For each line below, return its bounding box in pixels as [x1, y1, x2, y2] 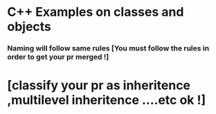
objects [7, 19, 52, 35]
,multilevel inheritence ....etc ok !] [7, 93, 206, 108]
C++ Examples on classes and [7, 4, 184, 20]
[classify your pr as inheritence [7, 77, 191, 93]
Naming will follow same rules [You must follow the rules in [7, 44, 210, 53]
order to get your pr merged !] [7, 53, 109, 62]
